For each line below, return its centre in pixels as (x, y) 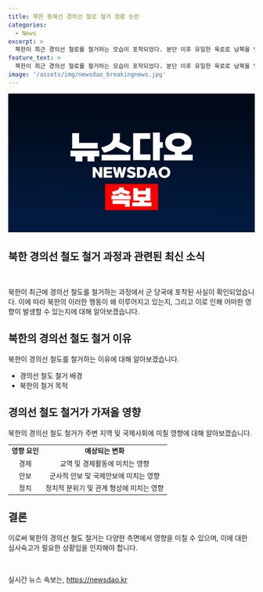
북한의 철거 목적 (43, 385)
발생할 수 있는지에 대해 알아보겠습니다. (81, 312)
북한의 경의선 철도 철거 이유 (70, 338)
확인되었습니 (236, 292)
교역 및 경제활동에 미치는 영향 (105, 463)
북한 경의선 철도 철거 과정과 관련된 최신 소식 (106, 256)
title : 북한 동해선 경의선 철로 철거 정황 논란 (74, 16)
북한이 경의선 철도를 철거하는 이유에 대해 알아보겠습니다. (94, 359)
